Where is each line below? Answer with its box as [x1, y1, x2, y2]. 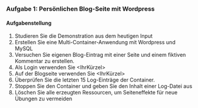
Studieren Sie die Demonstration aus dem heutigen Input [14, 32, 153, 40]
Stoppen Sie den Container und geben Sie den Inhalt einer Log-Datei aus [14, 83, 193, 90]
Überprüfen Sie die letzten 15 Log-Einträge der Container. [14, 76, 155, 84]
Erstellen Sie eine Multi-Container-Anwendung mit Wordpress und [14, 39, 176, 46]
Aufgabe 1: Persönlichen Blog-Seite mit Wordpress [6, 5, 155, 13]
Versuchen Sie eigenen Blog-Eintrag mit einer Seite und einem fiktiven [14, 51, 186, 58]
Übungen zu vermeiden [14, 95, 73, 102]
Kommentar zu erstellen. [14, 58, 75, 65]
